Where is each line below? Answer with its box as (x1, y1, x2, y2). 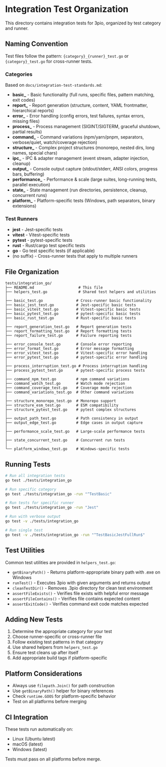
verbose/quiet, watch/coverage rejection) (12, 140, 98, 146)
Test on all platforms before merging (12, 699, 87, 705)
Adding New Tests (5, 615, 63, 623)
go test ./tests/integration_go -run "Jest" (5, 505, 99, 510)
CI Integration (5, 713, 49, 721)
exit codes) (12, 97, 36, 103)
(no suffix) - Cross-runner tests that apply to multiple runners (12, 253, 138, 259)
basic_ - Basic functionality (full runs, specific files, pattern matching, (12, 92, 155, 98)
